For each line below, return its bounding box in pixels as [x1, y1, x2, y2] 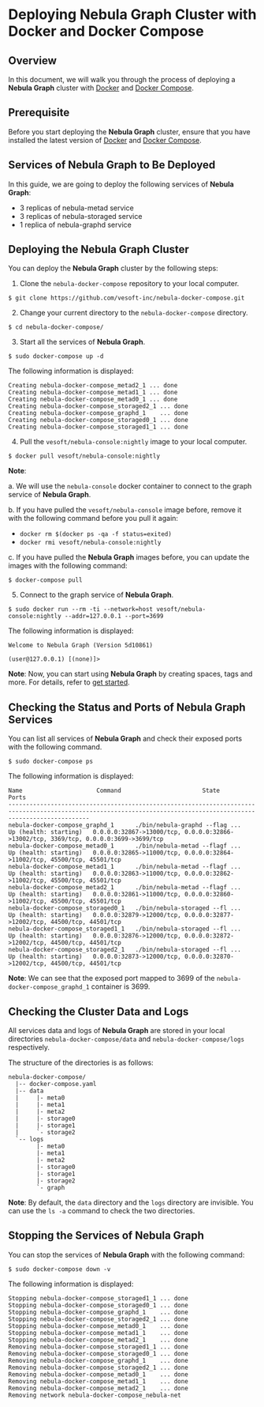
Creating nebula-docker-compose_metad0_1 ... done [8, 395, 178, 404]
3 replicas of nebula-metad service [19, 203, 134, 213]
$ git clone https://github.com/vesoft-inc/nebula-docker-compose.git [8, 294, 245, 302]
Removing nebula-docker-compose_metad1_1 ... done [8, 1377, 189, 1385]
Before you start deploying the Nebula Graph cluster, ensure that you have [8, 126, 251, 136]
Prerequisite [8, 106, 70, 119]
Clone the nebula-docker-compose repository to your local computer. [19, 279, 240, 289]
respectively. [8, 1043, 50, 1052]
